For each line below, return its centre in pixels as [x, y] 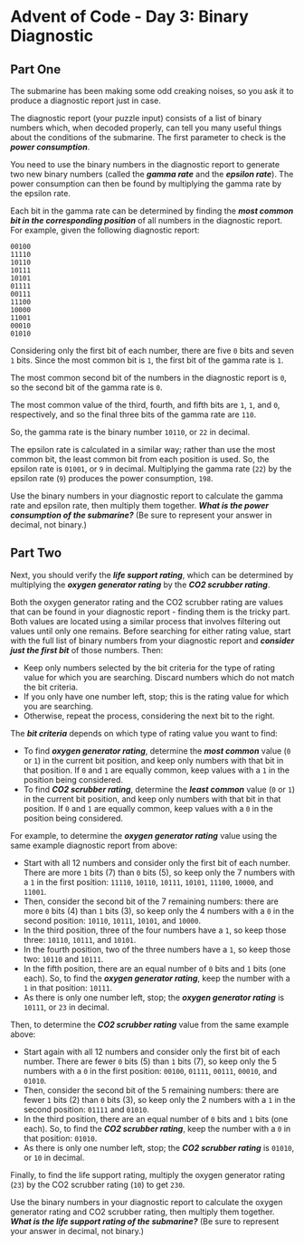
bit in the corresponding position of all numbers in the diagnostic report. [147, 220]
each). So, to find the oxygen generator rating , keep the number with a [157, 978]
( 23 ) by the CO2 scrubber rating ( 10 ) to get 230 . [98, 1184]
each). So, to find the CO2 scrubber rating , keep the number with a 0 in [157, 1128]
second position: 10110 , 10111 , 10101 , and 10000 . [112, 920]
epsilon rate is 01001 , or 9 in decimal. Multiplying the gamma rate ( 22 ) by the [151, 469]
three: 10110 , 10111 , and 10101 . [80, 939]
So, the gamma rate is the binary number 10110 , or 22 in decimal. [130, 432]
